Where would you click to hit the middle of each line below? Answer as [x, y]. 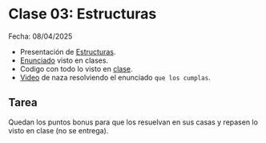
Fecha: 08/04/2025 [40, 36]
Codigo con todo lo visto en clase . [77, 68]
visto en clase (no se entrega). [58, 130]
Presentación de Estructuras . [68, 51]
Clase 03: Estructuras [83, 14]
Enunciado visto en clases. [64, 60]
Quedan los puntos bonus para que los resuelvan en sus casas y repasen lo [133, 122]
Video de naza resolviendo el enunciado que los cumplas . [115, 77]
